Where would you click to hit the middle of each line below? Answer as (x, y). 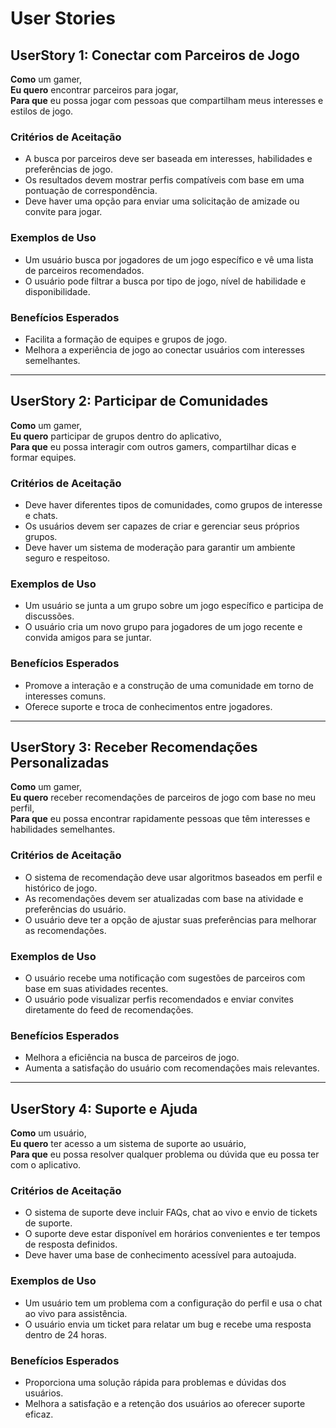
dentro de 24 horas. (65, 1334)
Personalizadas (60, 762)
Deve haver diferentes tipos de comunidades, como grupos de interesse (173, 505)
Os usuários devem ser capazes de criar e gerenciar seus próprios (162, 526)
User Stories (63, 18)
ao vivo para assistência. (76, 1313)
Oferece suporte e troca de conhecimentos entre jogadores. (148, 706)
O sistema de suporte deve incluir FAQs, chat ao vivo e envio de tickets (171, 1213)
